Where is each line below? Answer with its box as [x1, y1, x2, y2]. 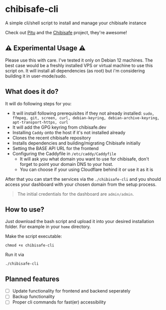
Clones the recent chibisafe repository [12, 135, 91, 141]
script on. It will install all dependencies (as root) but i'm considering [5, 68, 145, 74]
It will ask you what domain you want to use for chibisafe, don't [19, 155, 149, 162]
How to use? [5, 205, 45, 214]
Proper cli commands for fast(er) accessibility [12, 299, 106, 305]
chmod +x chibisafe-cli [5, 243, 55, 248]
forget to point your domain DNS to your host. [19, 161, 113, 167]
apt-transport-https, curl [12, 120, 69, 125]
